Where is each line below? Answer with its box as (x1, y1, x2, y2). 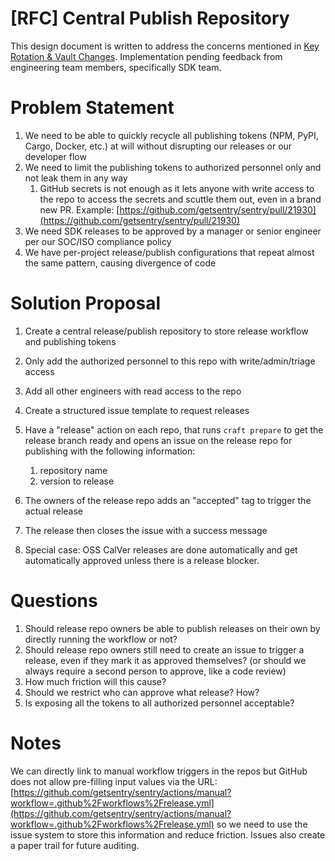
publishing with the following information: (24, 445, 196, 457)
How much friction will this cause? (24, 675, 167, 687)
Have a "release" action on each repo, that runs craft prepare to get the (24, 423, 324, 436)
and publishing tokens (24, 335, 117, 347)
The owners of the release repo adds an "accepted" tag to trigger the (24, 494, 312, 506)
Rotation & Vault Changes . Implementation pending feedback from (10, 50, 283, 62)
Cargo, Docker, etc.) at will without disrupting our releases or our (24, 140, 293, 152)
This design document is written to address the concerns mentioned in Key (10, 40, 320, 52)
